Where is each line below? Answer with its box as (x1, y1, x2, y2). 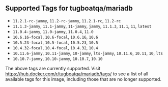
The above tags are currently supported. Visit (5, 65, 101, 71)
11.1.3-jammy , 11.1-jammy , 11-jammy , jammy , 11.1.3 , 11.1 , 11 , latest (12, 23, 152, 29)
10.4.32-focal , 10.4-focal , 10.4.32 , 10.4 (12, 44, 98, 50)
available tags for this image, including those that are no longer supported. (5, 76, 162, 82)
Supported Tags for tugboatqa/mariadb (5, 4, 133, 13)
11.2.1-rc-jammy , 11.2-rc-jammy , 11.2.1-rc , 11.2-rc (12, 17, 121, 23)
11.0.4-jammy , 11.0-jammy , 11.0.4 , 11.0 (12, 28, 94, 35)
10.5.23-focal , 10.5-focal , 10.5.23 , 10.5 (12, 39, 98, 45)
